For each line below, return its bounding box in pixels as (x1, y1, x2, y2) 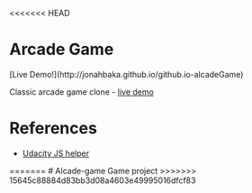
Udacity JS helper (22, 148, 90, 159)
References (9, 118, 97, 139)
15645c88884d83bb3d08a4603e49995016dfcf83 (9, 175, 196, 186)
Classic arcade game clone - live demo (9, 86, 155, 97)
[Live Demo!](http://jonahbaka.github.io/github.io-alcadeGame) (9, 69, 244, 79)
